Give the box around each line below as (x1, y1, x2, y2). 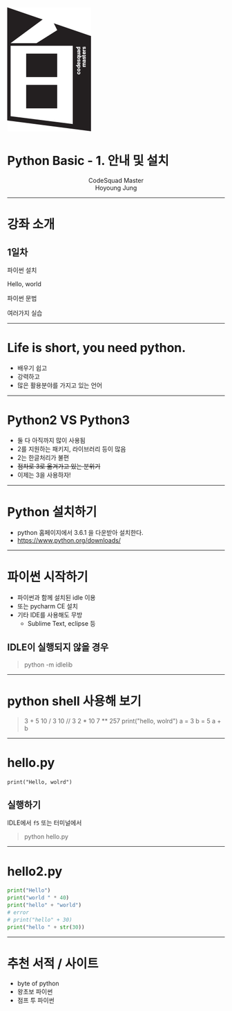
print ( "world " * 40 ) (7, 895, 70, 902)
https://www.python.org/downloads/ (17, 536, 121, 544)
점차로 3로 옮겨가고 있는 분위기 (17, 462, 101, 471)
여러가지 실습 (7, 309, 43, 317)
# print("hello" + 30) (7, 916, 72, 923)
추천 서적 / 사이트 (7, 956, 99, 972)
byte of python (17, 979, 60, 987)
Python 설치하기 (7, 504, 97, 520)
